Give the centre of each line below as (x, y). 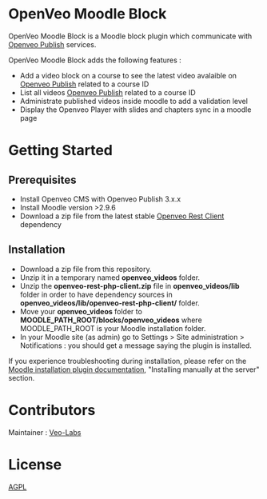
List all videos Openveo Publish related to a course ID (108, 92)
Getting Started (61, 151)
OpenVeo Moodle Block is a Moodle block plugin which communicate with (130, 36)
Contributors (52, 410)
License (35, 464)
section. (22, 377)
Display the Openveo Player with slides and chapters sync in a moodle (135, 110)
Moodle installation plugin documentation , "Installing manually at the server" (134, 369)
